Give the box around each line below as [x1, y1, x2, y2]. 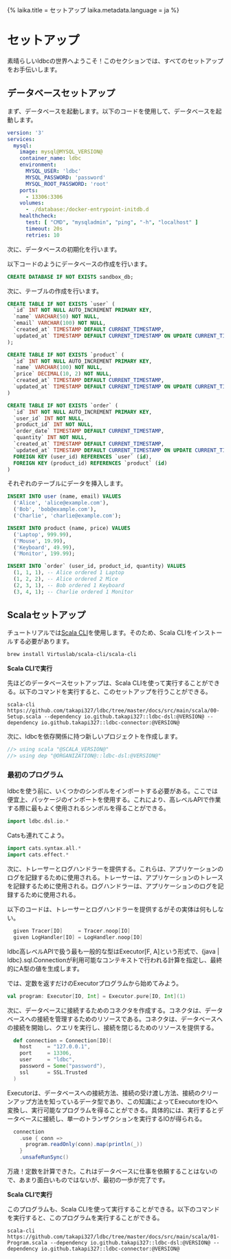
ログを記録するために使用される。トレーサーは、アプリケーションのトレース [7, 873, 223, 881]
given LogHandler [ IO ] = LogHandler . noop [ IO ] [13, 933, 143, 941]
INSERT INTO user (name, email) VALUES [7, 493, 122, 500]
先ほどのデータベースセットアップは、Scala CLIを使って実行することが [7, 679, 208, 687]
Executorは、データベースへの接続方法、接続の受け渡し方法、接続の [7, 1088, 201, 1097]
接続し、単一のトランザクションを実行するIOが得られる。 [43, 1114, 206, 1123]
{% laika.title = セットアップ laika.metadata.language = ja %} [7, 6, 180, 14]
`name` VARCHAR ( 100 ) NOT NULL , [13, 364, 103, 371]
